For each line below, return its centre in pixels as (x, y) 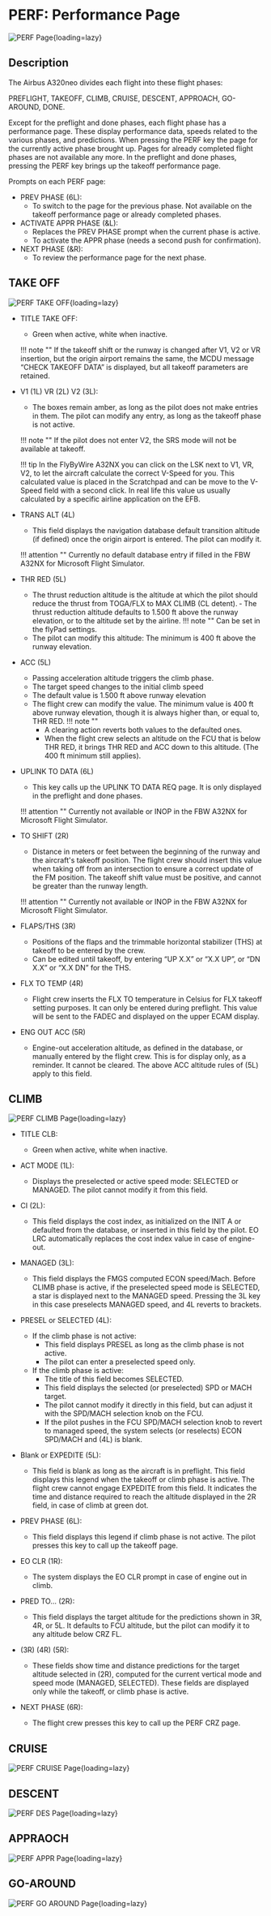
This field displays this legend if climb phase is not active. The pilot (144, 1537)
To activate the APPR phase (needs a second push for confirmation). (146, 240)
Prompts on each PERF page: (57, 181)
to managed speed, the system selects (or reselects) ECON (143, 1431)
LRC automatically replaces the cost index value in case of (129, 1238)
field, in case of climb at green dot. (90, 1505)
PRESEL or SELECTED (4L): (66, 1320)
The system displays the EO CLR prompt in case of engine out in (140, 1577)
